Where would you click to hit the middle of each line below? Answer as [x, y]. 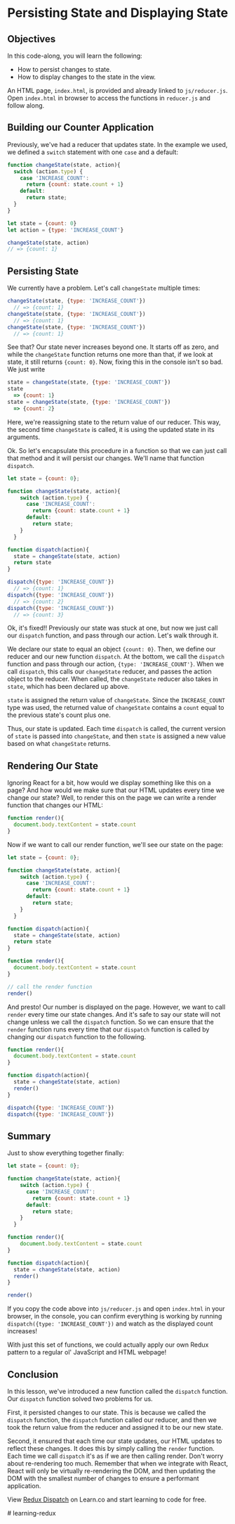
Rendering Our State [53, 766]
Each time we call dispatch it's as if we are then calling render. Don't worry [115, 1456]
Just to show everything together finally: [66, 1153]
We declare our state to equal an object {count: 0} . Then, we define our [112, 649]
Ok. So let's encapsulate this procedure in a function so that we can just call [117, 450]
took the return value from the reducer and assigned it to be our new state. [115, 1427]
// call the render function [50, 986]
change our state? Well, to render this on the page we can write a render [112, 798]
